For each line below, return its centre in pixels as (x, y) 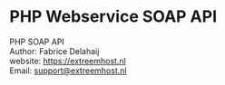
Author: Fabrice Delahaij (54, 51)
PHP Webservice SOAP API (113, 17)
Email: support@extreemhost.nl (68, 71)
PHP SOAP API (37, 42)
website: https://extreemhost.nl (68, 61)
